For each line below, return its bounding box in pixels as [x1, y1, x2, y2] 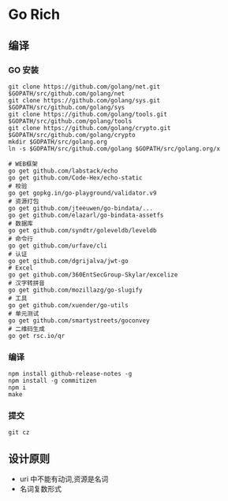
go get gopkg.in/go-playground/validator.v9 [8, 189, 157, 197]
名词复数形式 [19, 484, 62, 494]
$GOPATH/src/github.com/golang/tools [8, 117, 133, 125]
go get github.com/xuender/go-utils [8, 301, 129, 309]
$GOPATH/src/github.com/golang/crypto [8, 131, 136, 139]
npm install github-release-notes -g [8, 370, 133, 378]
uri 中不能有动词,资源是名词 [19, 474, 109, 484]
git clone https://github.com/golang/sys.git [8, 96, 160, 104]
